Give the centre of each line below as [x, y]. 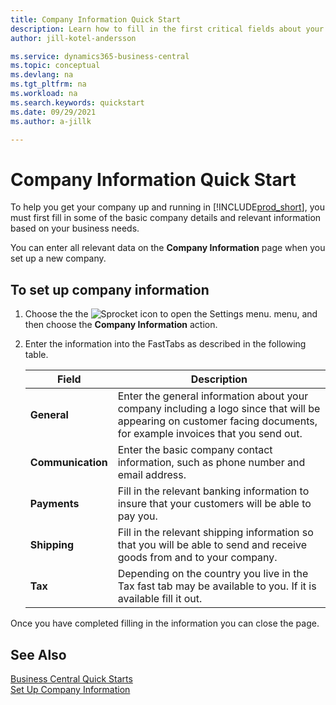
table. [36, 355]
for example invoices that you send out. [210, 434]
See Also [38, 654]
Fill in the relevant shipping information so [215, 533]
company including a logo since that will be [219, 409]
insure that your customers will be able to [214, 504]
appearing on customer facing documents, [217, 421]
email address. [152, 475]
